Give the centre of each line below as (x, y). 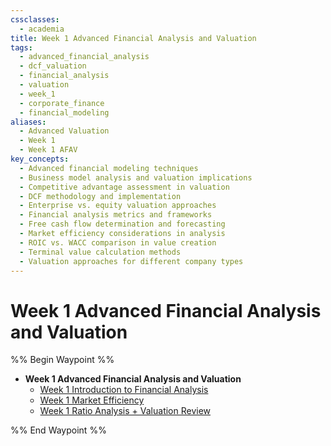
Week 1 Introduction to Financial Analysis (124, 390)
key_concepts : (40, 159)
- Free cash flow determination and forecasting (122, 224)
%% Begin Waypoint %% (62, 360)
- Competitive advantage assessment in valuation (124, 187)
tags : (21, 47)
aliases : (28, 122)
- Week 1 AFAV (48, 150)
